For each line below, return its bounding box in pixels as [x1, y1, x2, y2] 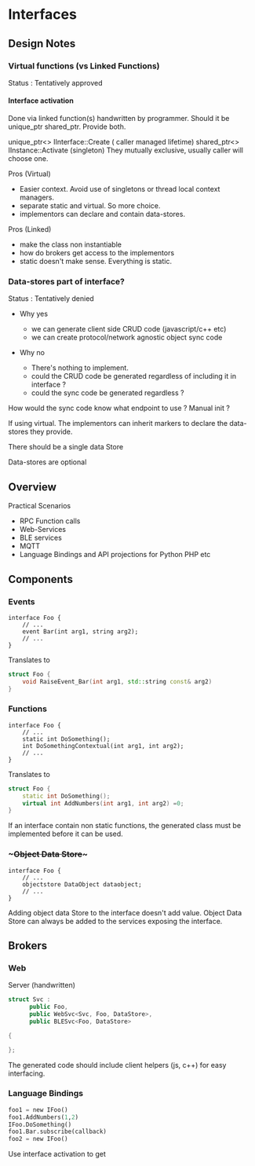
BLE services [19, 533, 63, 543]
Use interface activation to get [8, 1149, 106, 1159]
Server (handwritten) [8, 981, 76, 990]
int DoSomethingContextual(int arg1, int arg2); [22, 742, 184, 750]
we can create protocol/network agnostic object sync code [31, 332, 223, 343]
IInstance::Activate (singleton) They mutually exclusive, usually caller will [8, 145, 243, 155]
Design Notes [8, 37, 76, 50]
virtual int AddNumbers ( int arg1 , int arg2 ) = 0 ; [22, 799, 184, 807]
